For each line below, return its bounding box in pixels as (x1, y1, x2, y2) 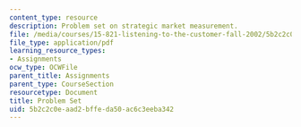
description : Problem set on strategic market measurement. (9, 21, 239, 30)
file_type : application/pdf (9, 38, 115, 47)
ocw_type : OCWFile (9, 63, 78, 72)
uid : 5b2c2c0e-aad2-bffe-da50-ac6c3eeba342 (9, 105, 175, 114)
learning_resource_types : (9, 47, 106, 55)
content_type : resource (9, 13, 99, 22)
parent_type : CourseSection (9, 80, 115, 89)
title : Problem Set (9, 96, 82, 106)
